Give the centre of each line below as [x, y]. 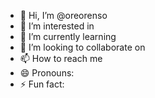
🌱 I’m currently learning [68, 36]
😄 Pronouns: [47, 73]
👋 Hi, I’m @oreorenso [63, 15]
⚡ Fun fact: [42, 84]
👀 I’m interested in [57, 26]
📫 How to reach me [61, 58]
